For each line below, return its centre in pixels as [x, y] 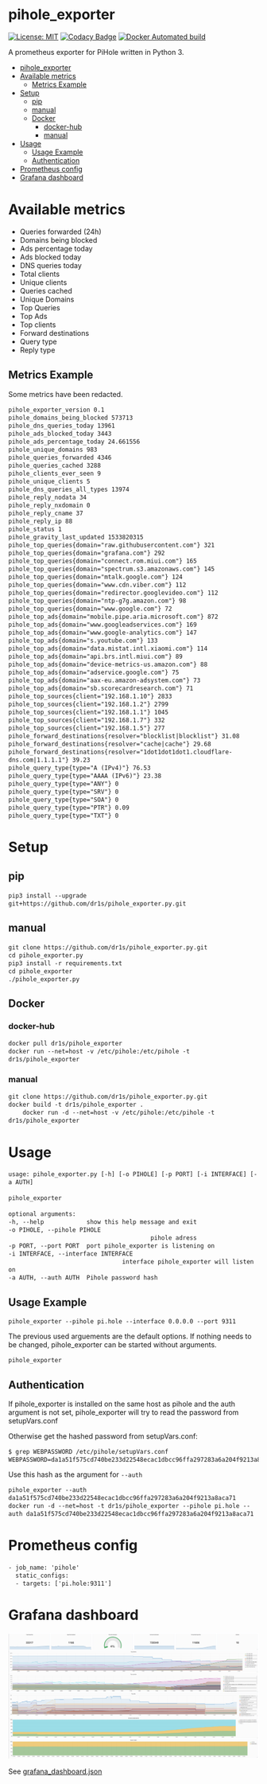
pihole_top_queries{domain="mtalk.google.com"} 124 [95, 577]
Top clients [38, 325]
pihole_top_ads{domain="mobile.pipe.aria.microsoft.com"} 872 [113, 617]
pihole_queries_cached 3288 [55, 465]
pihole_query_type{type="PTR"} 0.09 [69, 808]
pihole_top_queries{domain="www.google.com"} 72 [90, 609]
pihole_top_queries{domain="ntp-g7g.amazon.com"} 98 [97, 601]
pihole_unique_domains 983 [53, 450]
